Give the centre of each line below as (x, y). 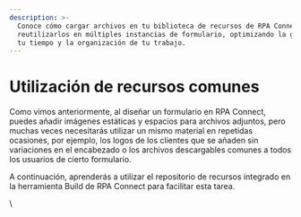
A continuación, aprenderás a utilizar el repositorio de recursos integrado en (150, 177)
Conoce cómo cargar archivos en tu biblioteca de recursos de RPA (144, 26)
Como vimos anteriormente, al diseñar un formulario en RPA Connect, (138, 112)
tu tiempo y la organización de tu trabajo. (102, 43)
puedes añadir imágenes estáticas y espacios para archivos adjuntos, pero (147, 121)
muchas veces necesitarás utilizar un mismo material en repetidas (131, 131)
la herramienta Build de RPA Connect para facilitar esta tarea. (122, 187)
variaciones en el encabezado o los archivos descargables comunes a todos (150, 150)
